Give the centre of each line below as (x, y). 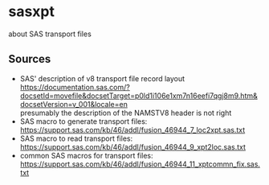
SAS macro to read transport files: (76, 138)
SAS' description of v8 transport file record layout (102, 78)
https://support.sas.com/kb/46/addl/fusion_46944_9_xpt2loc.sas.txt (133, 146)
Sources (30, 59)
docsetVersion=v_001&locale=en (74, 104)
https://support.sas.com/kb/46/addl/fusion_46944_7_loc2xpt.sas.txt (132, 129)
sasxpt (31, 12)
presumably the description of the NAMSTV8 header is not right (126, 113)
